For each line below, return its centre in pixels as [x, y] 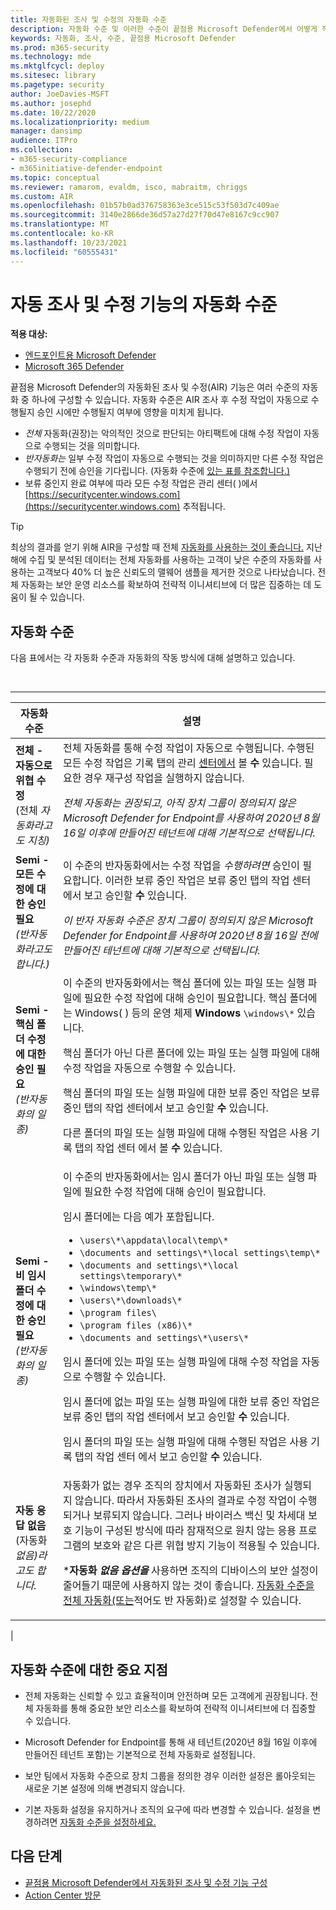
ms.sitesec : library [53, 76]
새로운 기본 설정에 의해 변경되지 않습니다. [105, 1788]
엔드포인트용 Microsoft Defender [90, 355]
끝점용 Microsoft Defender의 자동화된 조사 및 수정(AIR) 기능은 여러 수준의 [155, 387]
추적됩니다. [204, 507]
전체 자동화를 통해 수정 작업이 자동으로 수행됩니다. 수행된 [188, 748]
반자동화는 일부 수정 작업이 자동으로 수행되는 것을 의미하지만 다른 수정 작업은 [174, 458]
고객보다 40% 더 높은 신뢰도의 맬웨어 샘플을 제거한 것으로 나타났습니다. [176, 572]
